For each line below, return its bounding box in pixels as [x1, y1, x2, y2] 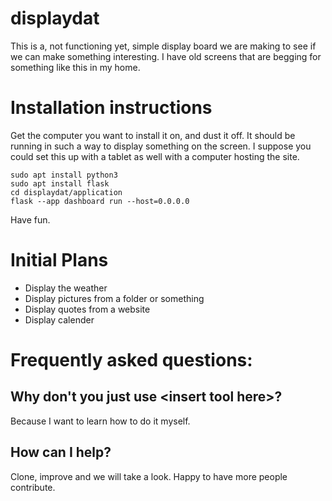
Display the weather [24, 282, 108, 294]
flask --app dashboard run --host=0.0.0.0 [10, 196, 190, 206]
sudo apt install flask [10, 178, 110, 189]
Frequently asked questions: [10, 349, 253, 371]
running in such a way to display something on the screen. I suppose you [10, 140, 312, 152]
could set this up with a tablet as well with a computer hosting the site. [10, 150, 300, 162]
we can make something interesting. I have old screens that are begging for [10, 50, 322, 62]
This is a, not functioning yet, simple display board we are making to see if [10, 40, 317, 52]
